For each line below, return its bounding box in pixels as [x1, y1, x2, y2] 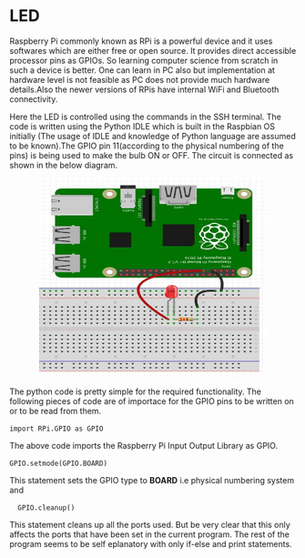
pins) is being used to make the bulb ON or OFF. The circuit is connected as [9, 149, 294, 160]
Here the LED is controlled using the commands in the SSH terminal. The [9, 111, 282, 122]
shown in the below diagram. [9, 159, 118, 170]
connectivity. [9, 93, 58, 105]
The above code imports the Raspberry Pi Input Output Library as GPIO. [9, 440, 279, 451]
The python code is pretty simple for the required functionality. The [9, 386, 262, 397]
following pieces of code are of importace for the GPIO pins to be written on [9, 395, 294, 406]
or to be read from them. [9, 405, 102, 416]
